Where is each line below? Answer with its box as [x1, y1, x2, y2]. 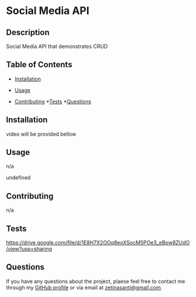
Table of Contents [6, 60, 73, 70]
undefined [6, 174, 31, 181]
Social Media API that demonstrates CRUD [6, 43, 108, 50]
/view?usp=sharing [6, 246, 52, 253]
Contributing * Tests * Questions [14, 98, 92, 105]
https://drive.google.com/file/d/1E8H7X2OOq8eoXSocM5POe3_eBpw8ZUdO [6, 239, 190, 246]
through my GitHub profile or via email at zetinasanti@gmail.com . [6, 284, 163, 291]
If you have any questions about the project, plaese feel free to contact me [6, 278, 185, 285]
